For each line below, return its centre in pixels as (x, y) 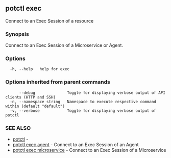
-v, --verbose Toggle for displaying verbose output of (83, 111)
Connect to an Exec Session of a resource (50, 21)
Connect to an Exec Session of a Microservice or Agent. (64, 45)
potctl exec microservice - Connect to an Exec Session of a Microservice (89, 150)
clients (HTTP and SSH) (31, 97)
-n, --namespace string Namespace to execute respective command (83, 102)
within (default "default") (35, 106)
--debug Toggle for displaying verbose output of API (92, 93)
